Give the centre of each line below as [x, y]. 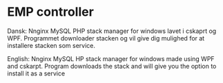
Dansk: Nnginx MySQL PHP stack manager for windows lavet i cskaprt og [112, 31]
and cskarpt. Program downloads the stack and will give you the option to [112, 66]
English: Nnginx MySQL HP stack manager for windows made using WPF [111, 58]
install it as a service [36, 73]
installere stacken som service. [51, 45]
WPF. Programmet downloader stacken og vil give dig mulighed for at [106, 38]
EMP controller [51, 12]
